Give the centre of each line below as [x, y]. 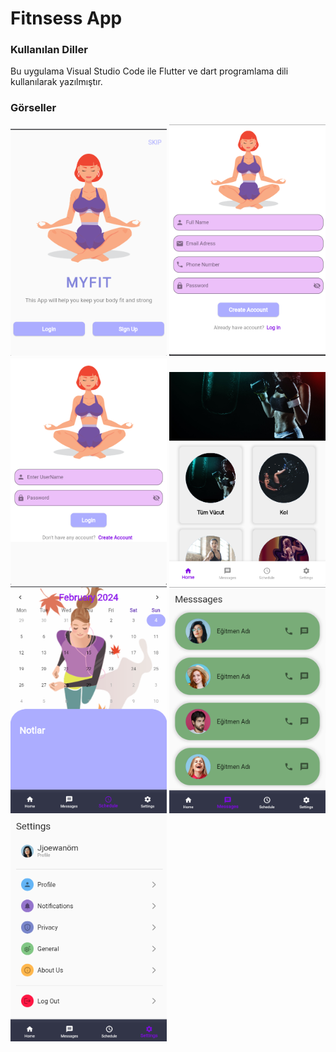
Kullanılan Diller [49, 50]
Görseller [33, 108]
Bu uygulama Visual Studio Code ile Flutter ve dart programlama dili [149, 71]
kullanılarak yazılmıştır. [56, 82]
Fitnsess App [66, 18]
